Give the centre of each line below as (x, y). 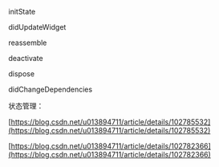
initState (22, 12)
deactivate (26, 58)
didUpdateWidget (37, 27)
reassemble (28, 43)
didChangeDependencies (51, 89)
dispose (21, 74)
